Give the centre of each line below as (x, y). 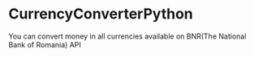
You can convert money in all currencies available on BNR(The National (127, 36)
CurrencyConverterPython (101, 14)
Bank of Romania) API (45, 44)
